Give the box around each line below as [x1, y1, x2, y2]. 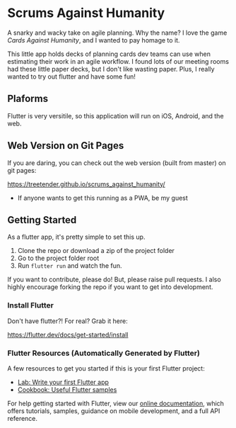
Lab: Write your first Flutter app [17, 378, 110, 386]
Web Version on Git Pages [7, 140, 124, 152]
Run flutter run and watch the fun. [17, 261, 122, 270]
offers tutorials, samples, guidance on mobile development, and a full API [7, 406, 220, 415]
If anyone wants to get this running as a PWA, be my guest [17, 193, 189, 202]
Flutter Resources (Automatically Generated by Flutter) [7, 348, 200, 358]
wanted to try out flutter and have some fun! [7, 72, 136, 81]
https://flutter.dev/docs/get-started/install [7, 330, 129, 339]
